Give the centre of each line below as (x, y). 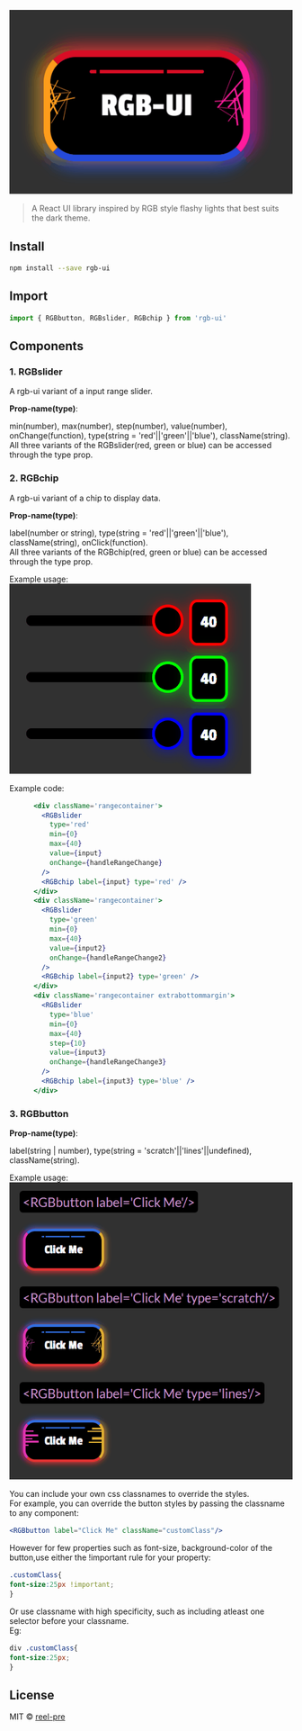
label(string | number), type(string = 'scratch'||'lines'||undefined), (131, 1151)
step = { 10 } (68, 1043)
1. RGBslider (36, 372)
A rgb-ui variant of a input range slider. (81, 392)
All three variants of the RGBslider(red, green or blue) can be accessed (141, 446)
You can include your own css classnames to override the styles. (129, 1494)
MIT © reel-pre (37, 1717)
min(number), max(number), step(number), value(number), (118, 426)
